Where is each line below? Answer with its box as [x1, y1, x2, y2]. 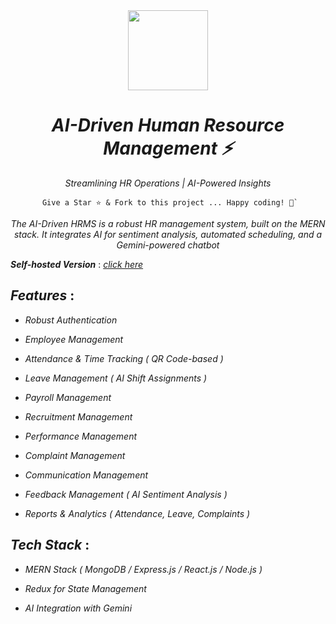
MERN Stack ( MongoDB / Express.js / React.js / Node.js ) [24, 563, 263, 575]
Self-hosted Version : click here [10, 258, 144, 270]
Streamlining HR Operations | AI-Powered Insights [64, 177, 272, 189]
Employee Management [24, 333, 124, 345]
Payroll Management [24, 391, 112, 403]
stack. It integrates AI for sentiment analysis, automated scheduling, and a [13, 228, 323, 240]
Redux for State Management [24, 582, 147, 594]
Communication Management [24, 469, 149, 481]
